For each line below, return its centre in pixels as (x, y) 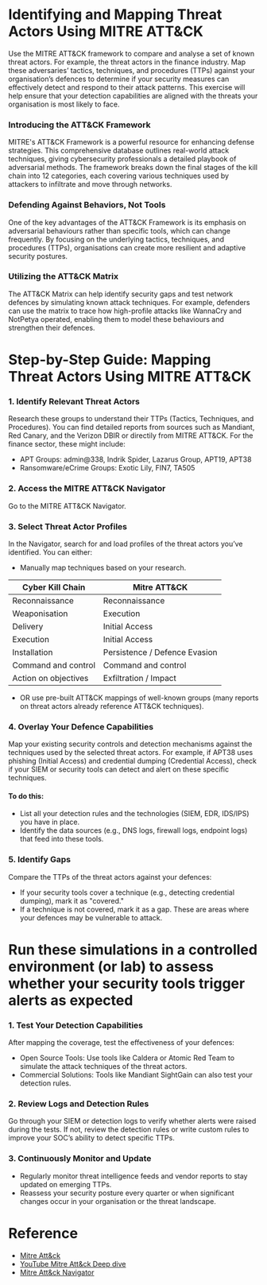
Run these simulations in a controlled (133, 949)
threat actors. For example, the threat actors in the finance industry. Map (127, 62)
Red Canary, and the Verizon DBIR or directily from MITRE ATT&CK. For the (131, 435)
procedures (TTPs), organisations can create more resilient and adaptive (127, 247)
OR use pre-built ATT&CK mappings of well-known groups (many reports (139, 698)
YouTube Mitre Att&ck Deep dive (73, 1264)
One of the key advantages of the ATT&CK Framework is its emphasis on (127, 222)
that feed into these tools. (62, 839)
